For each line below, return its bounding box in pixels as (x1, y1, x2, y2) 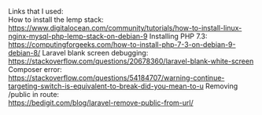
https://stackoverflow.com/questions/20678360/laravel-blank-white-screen (8, 56, 254, 66)
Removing (205, 81, 238, 91)
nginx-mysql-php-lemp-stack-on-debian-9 (8, 31, 148, 41)
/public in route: (8, 90, 60, 99)
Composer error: (8, 65, 62, 74)
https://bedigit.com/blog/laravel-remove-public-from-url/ (8, 98, 194, 107)
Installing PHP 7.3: (149, 31, 208, 41)
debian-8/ (8, 49, 41, 57)
